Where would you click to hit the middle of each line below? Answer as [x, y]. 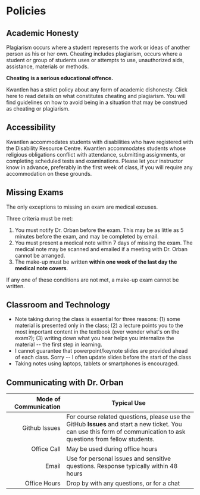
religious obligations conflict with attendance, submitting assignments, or [96, 154]
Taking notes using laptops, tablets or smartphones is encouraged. [97, 363]
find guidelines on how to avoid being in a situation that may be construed [97, 102]
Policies [26, 11]
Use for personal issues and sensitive [119, 459]
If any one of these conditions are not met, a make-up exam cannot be [93, 280]
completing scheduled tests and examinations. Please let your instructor [95, 161]
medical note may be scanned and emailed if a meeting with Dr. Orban [101, 249]
